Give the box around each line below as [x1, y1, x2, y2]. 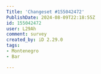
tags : [6, 43, 20, 49]
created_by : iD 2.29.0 [6, 37, 63, 43]
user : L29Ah [6, 25, 36, 32]
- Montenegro [6, 48, 39, 54]
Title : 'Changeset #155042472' [6, 8, 85, 15]
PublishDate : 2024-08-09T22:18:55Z [6, 14, 96, 20]
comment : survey [6, 31, 47, 37]
